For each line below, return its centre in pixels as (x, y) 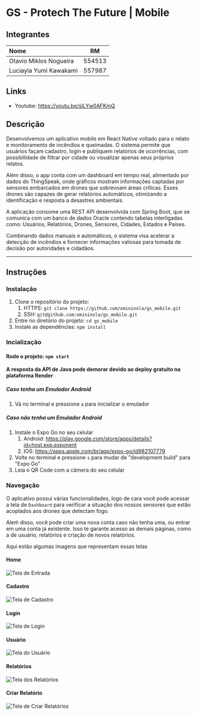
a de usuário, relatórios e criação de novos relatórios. (71, 535)
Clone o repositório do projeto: (52, 302)
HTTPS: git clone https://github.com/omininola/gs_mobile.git (102, 308)
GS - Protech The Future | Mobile (88, 13)
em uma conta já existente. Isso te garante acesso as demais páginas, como (99, 528)
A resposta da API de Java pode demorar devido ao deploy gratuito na (93, 370)
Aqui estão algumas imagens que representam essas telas (77, 546)
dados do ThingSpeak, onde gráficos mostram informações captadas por (95, 181)
